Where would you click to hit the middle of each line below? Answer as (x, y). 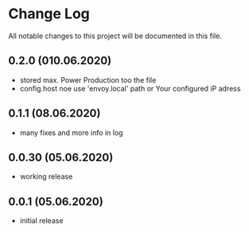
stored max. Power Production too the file (88, 79)
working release (46, 176)
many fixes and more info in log (71, 133)
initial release (41, 221)
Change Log (49, 14)
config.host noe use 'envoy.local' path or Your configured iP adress (130, 88)
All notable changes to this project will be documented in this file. (115, 36)
